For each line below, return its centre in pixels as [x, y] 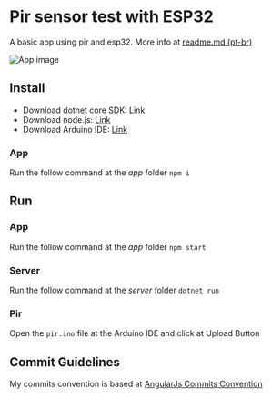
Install [27, 88]
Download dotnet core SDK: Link [84, 110]
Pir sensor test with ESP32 [111, 17]
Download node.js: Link [66, 119]
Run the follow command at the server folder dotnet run [115, 290]
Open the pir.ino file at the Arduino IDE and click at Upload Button [135, 333]
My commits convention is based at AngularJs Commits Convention [136, 384]
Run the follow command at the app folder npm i [100, 173]
